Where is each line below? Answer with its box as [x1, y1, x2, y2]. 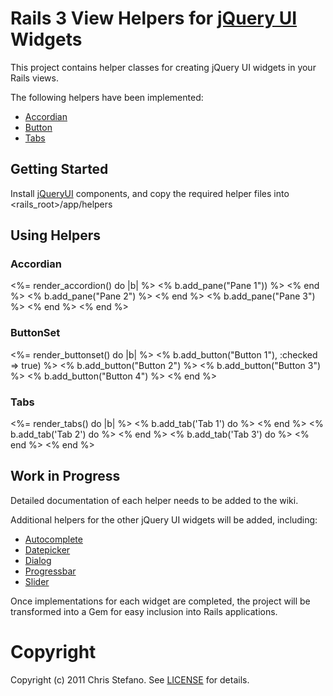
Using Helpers [10, 227, 102, 244]
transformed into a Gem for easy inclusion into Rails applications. [10, 605, 278, 617]
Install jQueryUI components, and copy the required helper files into [10, 187, 290, 199]
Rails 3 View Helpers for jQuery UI [10, 7, 298, 30]
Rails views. [10, 72, 59, 84]
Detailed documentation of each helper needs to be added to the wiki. [10, 494, 299, 506]
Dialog [24, 554, 52, 566]
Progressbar [24, 565, 77, 577]
